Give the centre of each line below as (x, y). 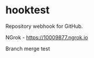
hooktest (28, 10)
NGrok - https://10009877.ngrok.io (47, 37)
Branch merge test (28, 48)
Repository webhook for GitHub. (44, 26)
